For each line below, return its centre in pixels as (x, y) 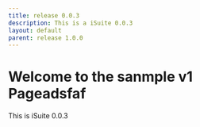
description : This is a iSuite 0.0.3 (71, 23)
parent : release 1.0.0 (46, 38)
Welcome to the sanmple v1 (100, 77)
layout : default (35, 30)
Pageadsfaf (47, 94)
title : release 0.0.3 (44, 15)
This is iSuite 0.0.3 (38, 116)
